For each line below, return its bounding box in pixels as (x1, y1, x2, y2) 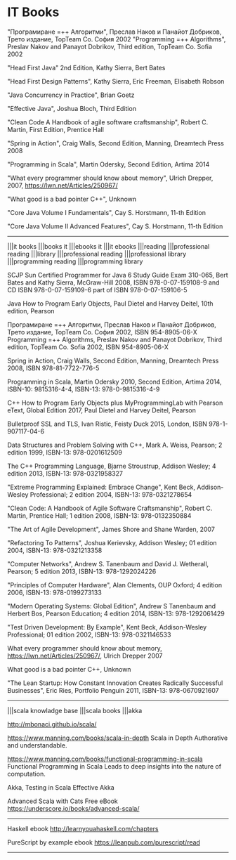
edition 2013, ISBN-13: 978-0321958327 (7, 469, 123, 478)
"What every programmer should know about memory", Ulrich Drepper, (7, 174, 214, 182)
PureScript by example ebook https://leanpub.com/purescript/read (7, 838, 200, 847)
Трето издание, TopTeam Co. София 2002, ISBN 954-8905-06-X (7, 327, 198, 336)
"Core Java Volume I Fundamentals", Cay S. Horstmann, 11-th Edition (7, 208, 206, 216)
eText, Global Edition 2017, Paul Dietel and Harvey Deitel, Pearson (7, 405, 197, 415)
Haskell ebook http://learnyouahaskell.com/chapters (7, 824, 159, 833)
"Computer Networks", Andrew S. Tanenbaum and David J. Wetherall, (7, 559, 209, 568)
